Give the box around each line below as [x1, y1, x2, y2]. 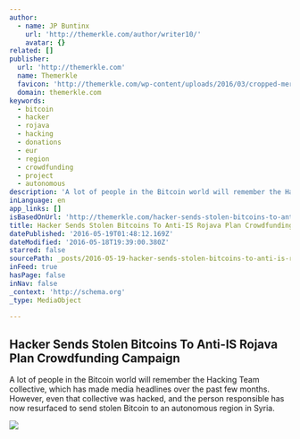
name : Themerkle [17, 72, 78, 80]
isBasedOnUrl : [9, 212, 62, 222]
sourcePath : [9, 254, 54, 264]
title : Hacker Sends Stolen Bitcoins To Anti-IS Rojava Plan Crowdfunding [9, 221, 294, 230]
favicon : [17, 80, 50, 89]
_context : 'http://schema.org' [9, 287, 126, 296]
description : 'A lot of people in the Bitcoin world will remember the [9, 188, 281, 197]
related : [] [9, 46, 54, 55]
